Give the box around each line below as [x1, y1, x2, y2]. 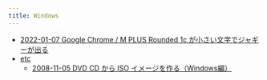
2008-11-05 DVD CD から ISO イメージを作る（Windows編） [31, 63, 233, 73]
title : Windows [8, 11, 59, 20]
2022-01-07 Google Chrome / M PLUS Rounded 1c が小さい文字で [19, 34, 239, 44]
